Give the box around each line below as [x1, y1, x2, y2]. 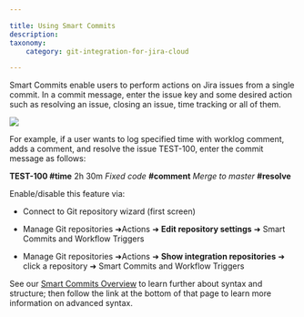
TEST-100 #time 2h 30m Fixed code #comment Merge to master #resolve [9, 170, 291, 182]
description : [9, 29, 59, 39]
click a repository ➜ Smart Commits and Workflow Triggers [22, 261, 245, 271]
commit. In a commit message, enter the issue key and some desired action [9, 89, 293, 100]
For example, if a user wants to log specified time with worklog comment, [9, 134, 285, 145]
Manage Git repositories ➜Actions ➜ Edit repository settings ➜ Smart [22, 224, 286, 235]
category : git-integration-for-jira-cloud [25, 46, 189, 56]
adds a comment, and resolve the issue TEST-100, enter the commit [9, 143, 264, 155]
